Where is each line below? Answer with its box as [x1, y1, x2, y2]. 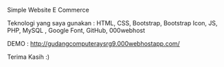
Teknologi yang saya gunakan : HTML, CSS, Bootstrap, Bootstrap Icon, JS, [7, 19, 218, 27]
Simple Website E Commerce [7, 6, 89, 14]
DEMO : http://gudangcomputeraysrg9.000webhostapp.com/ [7, 40, 180, 47]
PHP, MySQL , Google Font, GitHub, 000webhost [7, 27, 146, 34]
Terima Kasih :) [7, 53, 50, 61]
